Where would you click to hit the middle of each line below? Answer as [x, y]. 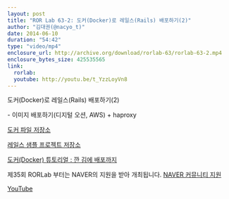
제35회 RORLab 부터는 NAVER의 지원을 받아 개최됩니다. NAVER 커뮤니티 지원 [114, 175]
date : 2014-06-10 [33, 33]
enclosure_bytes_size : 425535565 [56, 60]
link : [15, 66]
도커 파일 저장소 [29, 130]
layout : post [26, 14]
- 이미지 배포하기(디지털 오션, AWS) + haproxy [72, 115]
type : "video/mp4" [34, 46]
